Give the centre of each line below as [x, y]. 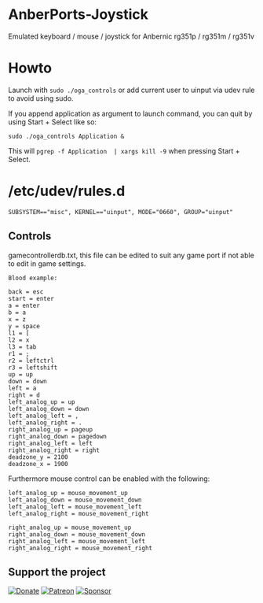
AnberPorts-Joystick [79, 15]
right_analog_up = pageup [50, 429]
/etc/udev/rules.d [67, 191]
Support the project [57, 572]
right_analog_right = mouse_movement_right [80, 548]
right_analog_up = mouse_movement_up [70, 527]
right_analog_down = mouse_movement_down [77, 534]
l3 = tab [22, 347]
